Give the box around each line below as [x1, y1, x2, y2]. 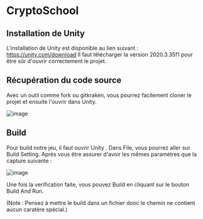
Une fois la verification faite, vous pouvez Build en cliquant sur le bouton [6, 180, 190, 188]
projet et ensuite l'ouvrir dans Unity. [6, 98, 97, 105]
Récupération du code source [6, 75, 121, 86]
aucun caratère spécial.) [6, 206, 68, 213]
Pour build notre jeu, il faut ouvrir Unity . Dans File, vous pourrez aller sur [6, 144, 191, 151]
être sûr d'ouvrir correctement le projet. [6, 58, 107, 64]
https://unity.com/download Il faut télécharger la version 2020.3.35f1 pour [6, 51, 193, 58]
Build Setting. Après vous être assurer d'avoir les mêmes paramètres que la [6, 150, 197, 158]
